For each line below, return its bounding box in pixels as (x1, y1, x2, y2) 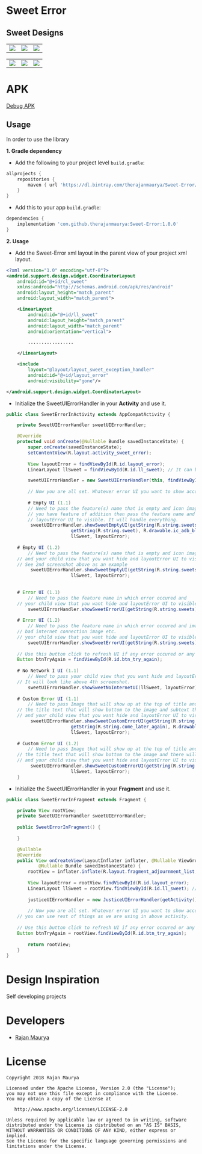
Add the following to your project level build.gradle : (14, 159, 145, 166)
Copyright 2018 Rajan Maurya (6, 1075, 79, 1081)
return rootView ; (28, 942, 71, 948)
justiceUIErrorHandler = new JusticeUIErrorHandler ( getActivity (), (28, 896, 200, 903)
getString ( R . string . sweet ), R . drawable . (70, 528, 173, 534)
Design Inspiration (6, 973, 100, 987)
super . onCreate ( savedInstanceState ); (28, 444, 122, 450)
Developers (6, 1014, 65, 1028)
